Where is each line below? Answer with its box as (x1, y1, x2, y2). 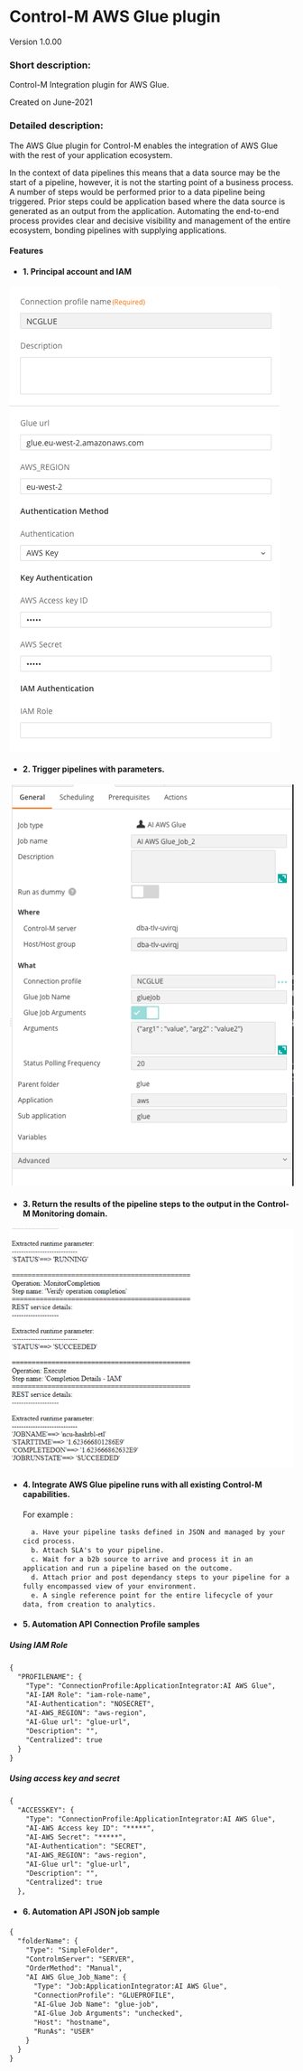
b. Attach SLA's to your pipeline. (31, 1545, 165, 1555)
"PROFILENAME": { (17, 1673, 83, 1682)
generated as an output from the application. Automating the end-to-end (9, 205, 280, 216)
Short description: (9, 59, 92, 71)
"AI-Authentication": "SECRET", (25, 1841, 147, 1851)
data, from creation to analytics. (22, 1599, 157, 1609)
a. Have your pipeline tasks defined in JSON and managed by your (31, 1527, 286, 1537)
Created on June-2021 (9, 97, 93, 108)
